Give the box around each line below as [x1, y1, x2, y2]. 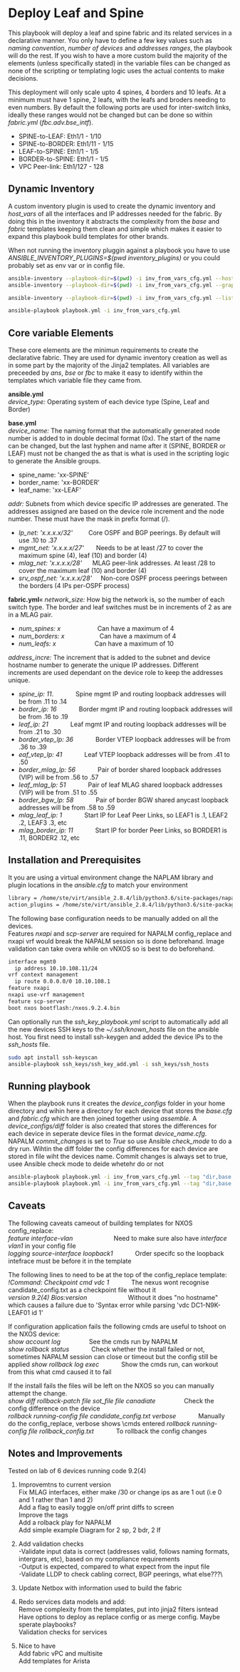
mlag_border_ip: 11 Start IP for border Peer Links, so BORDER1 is [18, 826, 227, 835]
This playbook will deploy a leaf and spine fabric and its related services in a [8, 29, 232, 37]
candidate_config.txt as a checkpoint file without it [8, 1285, 156, 1294]
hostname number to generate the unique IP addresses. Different [8, 661, 199, 669]
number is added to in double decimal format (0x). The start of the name [8, 434, 221, 443]
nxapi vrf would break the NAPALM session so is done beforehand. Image [8, 936, 225, 945]
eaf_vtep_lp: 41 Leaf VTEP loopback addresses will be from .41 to [18, 750, 231, 759]
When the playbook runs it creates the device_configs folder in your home [8, 1099, 226, 1108]
